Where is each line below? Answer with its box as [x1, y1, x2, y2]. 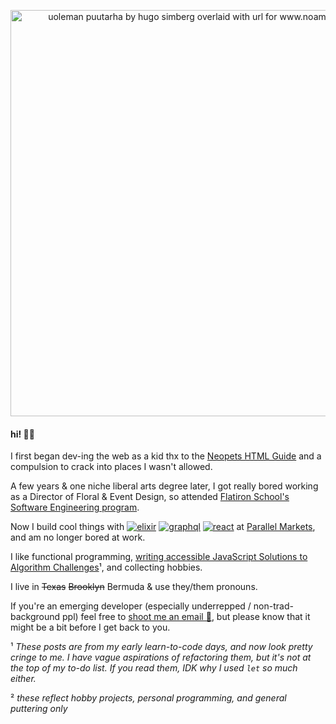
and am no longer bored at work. [10, 531, 146, 544]
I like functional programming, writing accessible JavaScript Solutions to [10, 551, 308, 563]
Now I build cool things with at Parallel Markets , [10, 521, 316, 533]
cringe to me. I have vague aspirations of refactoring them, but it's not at [10, 651, 312, 664]
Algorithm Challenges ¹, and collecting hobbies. [10, 561, 203, 574]
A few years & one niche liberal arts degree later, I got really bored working [10, 480, 319, 492]
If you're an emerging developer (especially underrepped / [10, 600, 252, 612]
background [10, 611, 61, 623]
